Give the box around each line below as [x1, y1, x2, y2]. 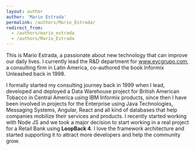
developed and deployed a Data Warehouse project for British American [6, 88, 180, 95]
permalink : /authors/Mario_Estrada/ [6, 19, 95, 25]
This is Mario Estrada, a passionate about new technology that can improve [6, 52, 188, 58]
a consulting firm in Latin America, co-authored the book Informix [6, 64, 165, 71]
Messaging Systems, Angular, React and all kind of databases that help [6, 106, 177, 113]
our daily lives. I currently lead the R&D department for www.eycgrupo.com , [6, 58, 189, 65]
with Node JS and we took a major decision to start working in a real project [6, 119, 189, 125]
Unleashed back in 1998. [6, 71, 66, 77]
